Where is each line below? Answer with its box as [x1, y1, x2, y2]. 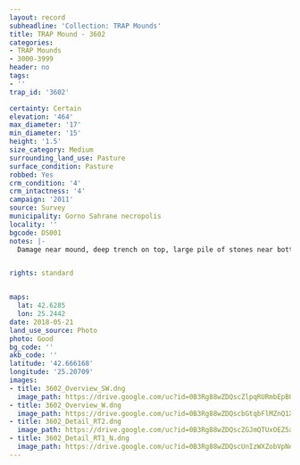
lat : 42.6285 [17, 301, 66, 311]
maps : [9, 293, 29, 302]
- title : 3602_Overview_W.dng [9, 401, 122, 410]
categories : [9, 37, 54, 47]
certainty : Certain [9, 104, 82, 112]
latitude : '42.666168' [9, 359, 94, 369]
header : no [9, 63, 50, 72]
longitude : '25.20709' [9, 368, 94, 377]
